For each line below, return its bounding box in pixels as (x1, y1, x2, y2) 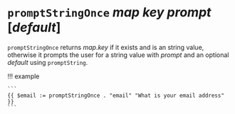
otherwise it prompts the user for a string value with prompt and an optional (7, 51, 229, 59)
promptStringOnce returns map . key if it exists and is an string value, (7, 43, 204, 51)
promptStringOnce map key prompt (7, 4, 211, 21)
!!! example (7, 72, 40, 81)
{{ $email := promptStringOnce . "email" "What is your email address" (7, 92, 224, 99)
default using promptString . (7, 58, 88, 66)
